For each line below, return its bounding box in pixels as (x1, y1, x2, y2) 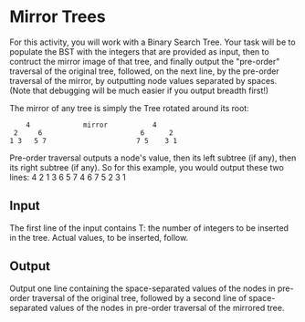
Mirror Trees (9, 6, 107, 27)
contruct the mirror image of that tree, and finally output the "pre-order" (9, 56, 280, 67)
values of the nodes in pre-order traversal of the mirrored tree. (49, 302, 285, 313)
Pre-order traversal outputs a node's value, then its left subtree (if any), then (9, 152, 297, 163)
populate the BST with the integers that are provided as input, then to (9, 46, 269, 57)
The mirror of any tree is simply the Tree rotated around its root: (9, 102, 249, 113)
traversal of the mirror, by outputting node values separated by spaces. (9, 75, 278, 86)
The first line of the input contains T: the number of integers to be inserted (9, 222, 289, 234)
